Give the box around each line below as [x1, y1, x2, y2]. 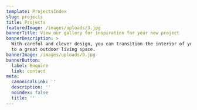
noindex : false [11, 90, 49, 95]
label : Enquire [11, 62, 49, 69]
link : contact [11, 68, 46, 74]
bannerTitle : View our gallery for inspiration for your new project [6, 30, 180, 36]
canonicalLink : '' [11, 79, 57, 85]
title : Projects [6, 19, 46, 25]
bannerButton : [6, 57, 41, 63]
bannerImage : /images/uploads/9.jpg [6, 52, 96, 58]
